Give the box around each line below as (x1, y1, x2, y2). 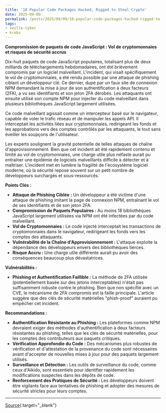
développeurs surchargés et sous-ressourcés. (5, 173, 99, 178)
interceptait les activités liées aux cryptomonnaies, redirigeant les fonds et (5, 121, 157, 127)
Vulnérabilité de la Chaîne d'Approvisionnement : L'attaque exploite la (12, 239, 158, 245)
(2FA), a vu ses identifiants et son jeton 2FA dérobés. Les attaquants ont (5, 90, 152, 96)
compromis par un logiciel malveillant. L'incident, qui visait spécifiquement (5, 69, 157, 75)
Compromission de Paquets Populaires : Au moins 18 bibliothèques (12, 207, 151, 213)
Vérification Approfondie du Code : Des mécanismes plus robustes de (12, 341, 157, 347)
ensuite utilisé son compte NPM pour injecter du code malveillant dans (5, 96, 149, 102)
